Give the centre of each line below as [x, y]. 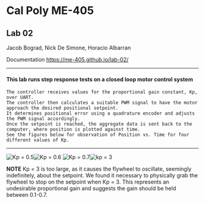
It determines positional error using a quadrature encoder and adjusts [101, 113]
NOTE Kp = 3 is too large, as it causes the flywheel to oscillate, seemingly [99, 169]
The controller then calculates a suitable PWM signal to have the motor [102, 103]
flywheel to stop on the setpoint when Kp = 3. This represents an [88, 182]
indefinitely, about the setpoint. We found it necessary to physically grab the [102, 176]
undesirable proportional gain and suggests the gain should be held [91, 188]
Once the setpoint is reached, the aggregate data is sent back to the [99, 124]
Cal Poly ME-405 [50, 11]
